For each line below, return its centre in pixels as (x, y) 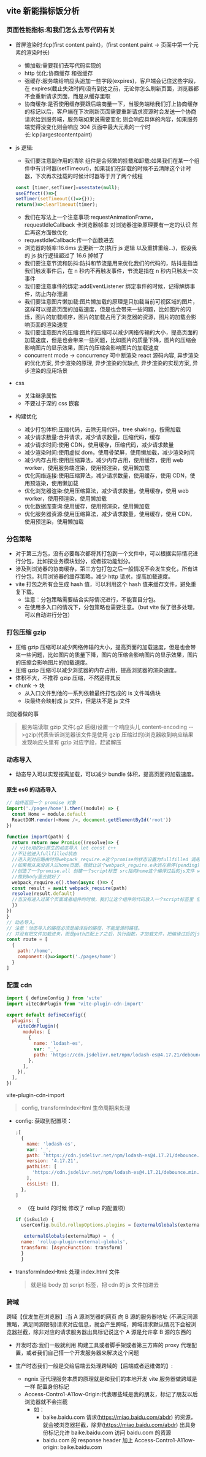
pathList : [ (42, 1167)
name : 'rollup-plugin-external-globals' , (75, 1242)
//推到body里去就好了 (36, 877)
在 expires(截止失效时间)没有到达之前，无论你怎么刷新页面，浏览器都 (112, 88)
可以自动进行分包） (49, 615)
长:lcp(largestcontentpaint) (58, 135)
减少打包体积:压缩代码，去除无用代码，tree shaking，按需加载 (102, 429)
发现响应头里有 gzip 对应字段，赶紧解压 (71, 742)
